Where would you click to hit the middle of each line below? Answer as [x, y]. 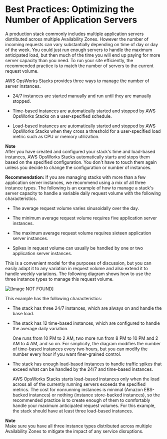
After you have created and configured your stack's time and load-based [80, 151]
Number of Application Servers [71, 20]
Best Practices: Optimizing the [70, 9]
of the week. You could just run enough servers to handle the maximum [79, 50]
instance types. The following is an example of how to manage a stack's [79, 188]
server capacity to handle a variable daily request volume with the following [83, 193]
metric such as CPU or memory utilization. [56, 136]
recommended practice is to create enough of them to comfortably [81, 400]
